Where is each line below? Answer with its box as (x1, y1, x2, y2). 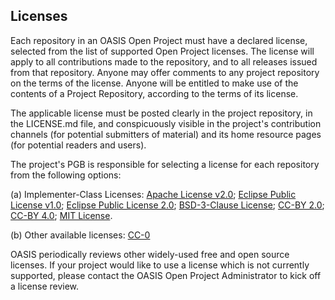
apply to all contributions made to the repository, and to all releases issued (10, 55, 318, 68)
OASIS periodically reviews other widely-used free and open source (10, 248, 290, 260)
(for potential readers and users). (10, 139, 147, 151)
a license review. (10, 280, 80, 292)
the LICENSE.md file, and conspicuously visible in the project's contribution (10, 117, 322, 129)
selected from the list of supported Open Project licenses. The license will (10, 45, 315, 57)
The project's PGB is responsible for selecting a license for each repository (10, 158, 320, 170)
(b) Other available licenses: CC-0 (10, 229, 151, 241)
